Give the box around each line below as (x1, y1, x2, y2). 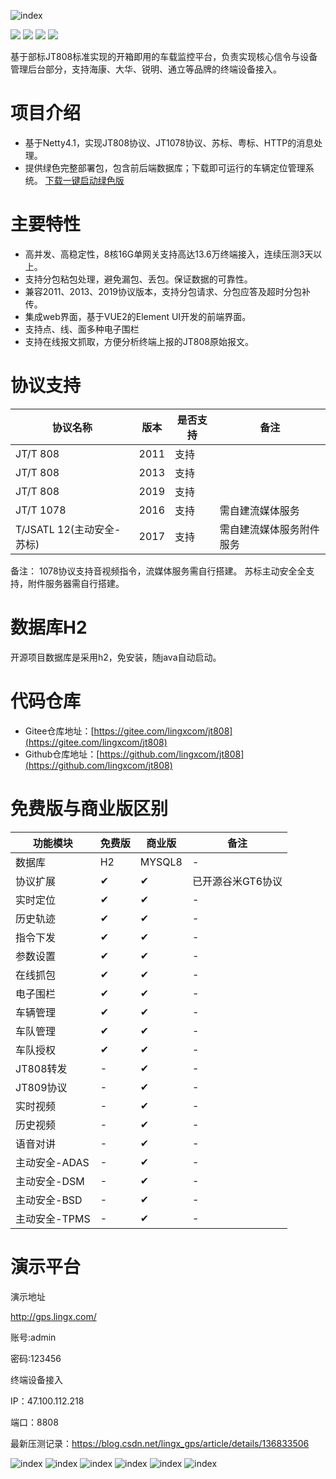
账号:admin (10, 1331, 57, 1343)
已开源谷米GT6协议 (191, 874, 283, 888)
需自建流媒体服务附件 (219, 522, 320, 536)
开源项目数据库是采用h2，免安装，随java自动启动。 (10, 651, 222, 663)
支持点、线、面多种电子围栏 (24, 323, 140, 335)
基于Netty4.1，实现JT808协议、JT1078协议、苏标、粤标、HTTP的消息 (24, 136, 315, 149)
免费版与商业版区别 (10, 797, 169, 820)
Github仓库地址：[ (24, 748, 100, 760)
